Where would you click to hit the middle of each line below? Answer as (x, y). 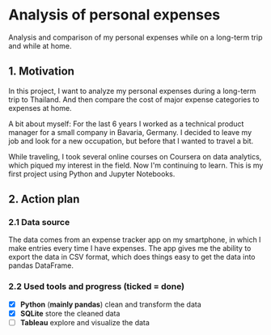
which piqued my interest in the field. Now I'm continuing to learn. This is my (136, 165)
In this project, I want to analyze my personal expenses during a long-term (132, 91)
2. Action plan (44, 199)
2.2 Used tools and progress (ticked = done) (96, 286)
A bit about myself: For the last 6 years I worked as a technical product (126, 124)
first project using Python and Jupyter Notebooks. (92, 174)
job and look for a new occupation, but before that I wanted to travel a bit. (131, 141)
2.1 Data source (39, 223)
